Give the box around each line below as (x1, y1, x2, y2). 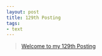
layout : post (6, 9, 39, 15)
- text (6, 26, 23, 32)
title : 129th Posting (6, 15, 61, 21)
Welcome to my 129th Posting (21, 43, 96, 50)
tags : (6, 20, 20, 26)
